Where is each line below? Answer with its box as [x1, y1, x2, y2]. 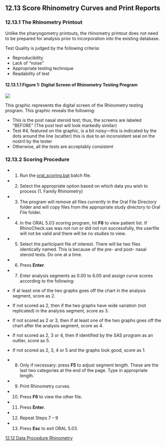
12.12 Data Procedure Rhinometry [5, 435, 73, 441]
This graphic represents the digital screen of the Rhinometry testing [5, 102, 144, 108]
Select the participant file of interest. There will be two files [19, 241, 141, 247]
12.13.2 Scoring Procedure [5, 156, 69, 163]
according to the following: [19, 278, 75, 284]
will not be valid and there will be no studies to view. [19, 230, 126, 236]
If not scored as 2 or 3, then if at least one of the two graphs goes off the [12, 317, 162, 323]
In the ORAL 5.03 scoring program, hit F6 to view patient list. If [19, 220, 148, 226]
